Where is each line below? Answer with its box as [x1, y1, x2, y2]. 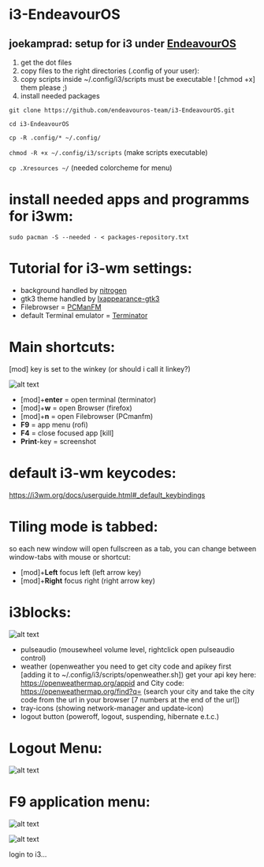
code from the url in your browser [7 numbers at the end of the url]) [20, 695, 240, 704]
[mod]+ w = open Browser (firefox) [20, 403, 132, 413]
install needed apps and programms [9, 191, 250, 209]
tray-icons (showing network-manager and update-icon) [20, 703, 204, 713]
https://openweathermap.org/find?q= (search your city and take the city [20, 687, 255, 696]
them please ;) [20, 83, 68, 92]
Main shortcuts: [9, 339, 116, 356]
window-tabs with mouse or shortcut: [9, 552, 131, 561]
